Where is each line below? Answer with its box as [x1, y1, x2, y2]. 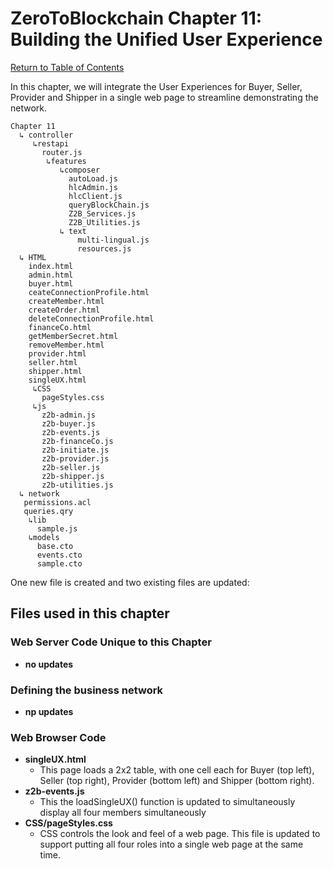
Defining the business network [10, 683, 164, 697]
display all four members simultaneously [39, 807, 207, 819]
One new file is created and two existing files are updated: [10, 576, 250, 588]
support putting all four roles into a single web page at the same [39, 838, 304, 851]
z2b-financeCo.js [41, 436, 114, 446]
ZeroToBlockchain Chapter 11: [10, 7, 263, 30]
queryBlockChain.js [68, 200, 150, 210]
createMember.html [28, 296, 105, 306]
